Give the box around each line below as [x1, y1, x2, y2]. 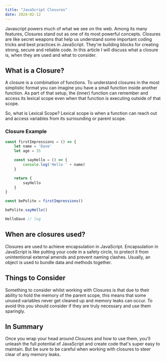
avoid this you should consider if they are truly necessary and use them [5, 303, 151, 309]
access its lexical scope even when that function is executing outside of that [5, 95, 161, 101]
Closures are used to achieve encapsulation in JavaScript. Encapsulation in [5, 243, 159, 249]
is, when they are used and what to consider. [5, 52, 97, 58]
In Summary [5, 323, 44, 331]
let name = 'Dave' [14, 144, 52, 149]
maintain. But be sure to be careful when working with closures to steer [5, 346, 151, 352]
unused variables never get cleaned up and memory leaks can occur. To [5, 297, 153, 303]
